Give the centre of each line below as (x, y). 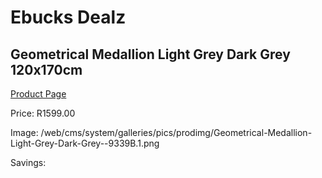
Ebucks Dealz (68, 17)
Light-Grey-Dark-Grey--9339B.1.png (85, 143)
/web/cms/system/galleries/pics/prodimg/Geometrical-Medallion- (176, 132)
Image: (24, 132)
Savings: (28, 162)
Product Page (38, 94)
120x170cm (46, 69)
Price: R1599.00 (43, 113)
